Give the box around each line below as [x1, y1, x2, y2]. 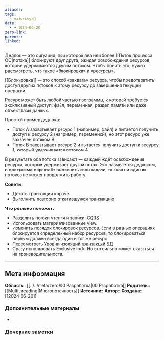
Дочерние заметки [5, 328, 54, 335]
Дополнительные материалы [5, 305, 80, 312]
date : [5, 20, 16, 26]
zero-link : [5, 30, 27, 35]
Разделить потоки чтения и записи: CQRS [12, 215, 99, 221]
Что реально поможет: [5, 205, 55, 211]
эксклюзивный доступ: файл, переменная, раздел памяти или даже [5, 102, 147, 108]
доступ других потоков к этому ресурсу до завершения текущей [5, 82, 141, 88]
